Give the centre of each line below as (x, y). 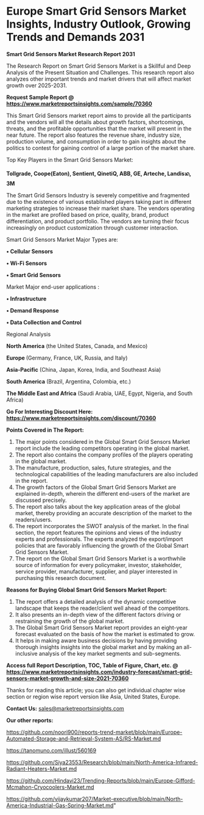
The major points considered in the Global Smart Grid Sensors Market (103, 441)
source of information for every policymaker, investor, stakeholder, (98, 565)
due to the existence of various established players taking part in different (99, 201)
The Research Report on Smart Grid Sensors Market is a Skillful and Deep (99, 66)
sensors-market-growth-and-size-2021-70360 (68, 678)
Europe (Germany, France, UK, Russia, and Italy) (67, 358)
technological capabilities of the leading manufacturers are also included (106, 474)
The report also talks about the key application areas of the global (98, 506)
